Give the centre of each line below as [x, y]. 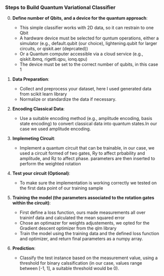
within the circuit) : [31, 203]
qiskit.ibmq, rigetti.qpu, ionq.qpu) [54, 59]
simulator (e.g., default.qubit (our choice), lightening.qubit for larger [88, 43]
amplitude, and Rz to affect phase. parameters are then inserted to [87, 158]
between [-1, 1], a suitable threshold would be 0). [69, 269]
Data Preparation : [31, 79]
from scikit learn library [43, 94]
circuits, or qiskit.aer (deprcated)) [54, 49]
